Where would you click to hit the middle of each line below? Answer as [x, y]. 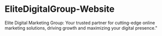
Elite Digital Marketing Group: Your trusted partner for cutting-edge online [80, 23]
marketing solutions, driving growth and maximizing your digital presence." [81, 28]
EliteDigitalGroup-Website [60, 9]
